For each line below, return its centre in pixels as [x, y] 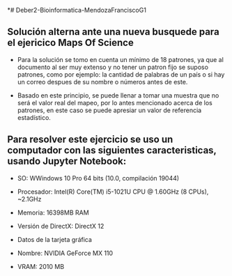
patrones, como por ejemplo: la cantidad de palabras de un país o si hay [121, 74]
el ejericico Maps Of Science [70, 43]
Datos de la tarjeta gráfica [55, 239]
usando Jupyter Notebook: [67, 161]
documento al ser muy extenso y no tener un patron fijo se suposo [113, 67]
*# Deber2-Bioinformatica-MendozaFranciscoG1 [77, 10]
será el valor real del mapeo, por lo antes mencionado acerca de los [115, 102]
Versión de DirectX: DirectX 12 [61, 226]
